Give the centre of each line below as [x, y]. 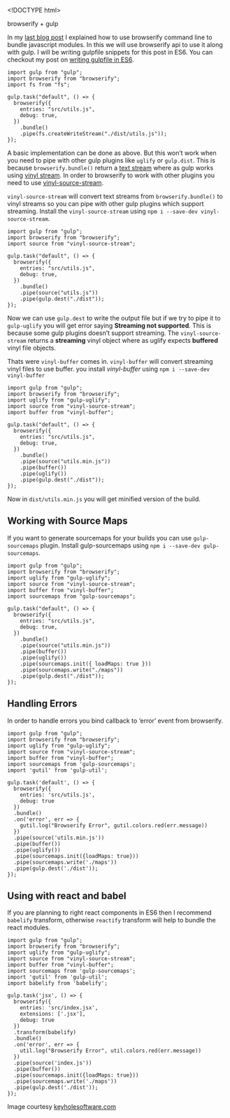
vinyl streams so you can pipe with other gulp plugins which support [106, 204]
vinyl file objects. [32, 348]
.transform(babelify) [45, 1032]
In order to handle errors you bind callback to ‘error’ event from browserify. [115, 721]
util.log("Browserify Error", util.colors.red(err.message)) [110, 1051]
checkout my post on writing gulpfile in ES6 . [71, 60]
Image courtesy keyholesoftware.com [62, 1107]
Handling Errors [42, 704]
